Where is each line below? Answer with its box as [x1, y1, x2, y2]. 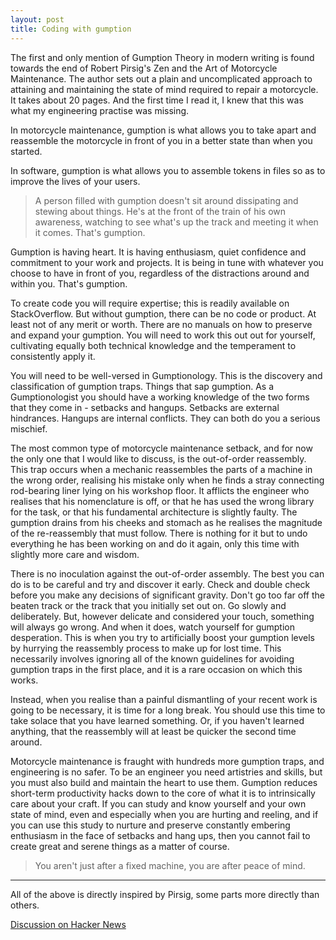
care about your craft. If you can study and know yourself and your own [10, 797, 307, 810]
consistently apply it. [10, 350, 96, 362]
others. [10, 899, 40, 911]
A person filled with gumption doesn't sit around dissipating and [34, 194, 299, 206]
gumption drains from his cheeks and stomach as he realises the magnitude [10, 516, 323, 528]
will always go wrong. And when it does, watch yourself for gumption [10, 621, 295, 633]
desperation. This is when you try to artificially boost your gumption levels [10, 631, 315, 643]
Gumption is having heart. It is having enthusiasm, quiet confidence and [10, 246, 307, 258]
